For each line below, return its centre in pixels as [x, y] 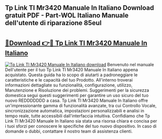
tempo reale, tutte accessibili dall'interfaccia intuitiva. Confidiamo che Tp [78, 116]
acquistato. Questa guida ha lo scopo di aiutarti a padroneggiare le [71, 75]
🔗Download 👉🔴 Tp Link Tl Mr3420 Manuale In [76, 43]
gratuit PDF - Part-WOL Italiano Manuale [67, 16]
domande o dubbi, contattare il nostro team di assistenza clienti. [69, 131]
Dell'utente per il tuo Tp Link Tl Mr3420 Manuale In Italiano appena [72, 70]
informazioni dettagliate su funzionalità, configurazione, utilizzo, [69, 85]
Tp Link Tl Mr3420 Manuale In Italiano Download [80, 8]
